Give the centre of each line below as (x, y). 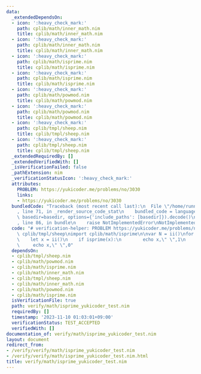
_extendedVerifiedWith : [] (45, 162)
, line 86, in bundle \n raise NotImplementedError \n (88, 223)
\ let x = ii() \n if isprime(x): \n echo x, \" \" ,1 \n (101, 240)
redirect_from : (25, 345)
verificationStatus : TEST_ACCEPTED (56, 323)
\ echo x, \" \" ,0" (45, 245)
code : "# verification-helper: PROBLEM (61, 228)
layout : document (28, 339)
